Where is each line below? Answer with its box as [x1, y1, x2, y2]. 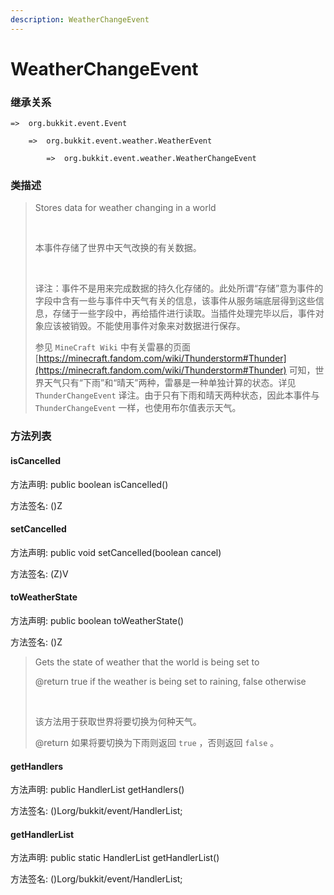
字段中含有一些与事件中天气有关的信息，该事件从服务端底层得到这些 [34, 295, 316, 307]
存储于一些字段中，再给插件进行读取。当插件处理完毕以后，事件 [52, 307, 316, 320]
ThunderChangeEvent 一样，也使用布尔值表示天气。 [34, 402, 242, 414]
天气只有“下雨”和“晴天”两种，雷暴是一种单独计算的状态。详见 [43, 377, 297, 389]
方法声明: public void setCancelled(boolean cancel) [10, 546, 222, 558]
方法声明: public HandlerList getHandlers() [10, 784, 185, 796]
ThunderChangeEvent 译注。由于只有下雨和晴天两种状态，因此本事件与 [34, 389, 320, 401]
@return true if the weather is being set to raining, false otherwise [34, 675, 307, 687]
